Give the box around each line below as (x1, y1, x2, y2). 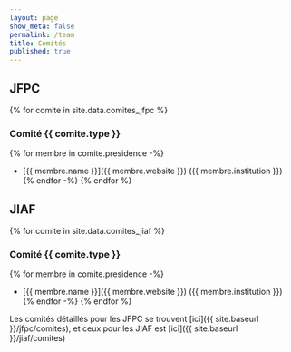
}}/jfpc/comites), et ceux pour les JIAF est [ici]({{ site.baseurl (9, 323, 238, 334)
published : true (9, 47, 71, 56)
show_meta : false (9, 22, 75, 31)
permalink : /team (9, 30, 75, 39)
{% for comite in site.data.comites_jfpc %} (9, 104, 169, 115)
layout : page (9, 13, 59, 23)
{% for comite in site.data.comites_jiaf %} (9, 226, 165, 237)
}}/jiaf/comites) (9, 333, 66, 344)
